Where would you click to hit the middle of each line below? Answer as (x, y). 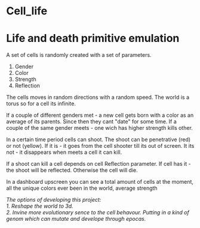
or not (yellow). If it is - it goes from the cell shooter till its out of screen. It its (100, 146)
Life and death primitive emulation (93, 39)
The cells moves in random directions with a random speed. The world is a (98, 98)
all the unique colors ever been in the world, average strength (82, 188)
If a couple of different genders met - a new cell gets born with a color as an (100, 115)
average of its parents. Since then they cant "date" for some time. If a (92, 121)
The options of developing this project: (54, 200)
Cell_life (27, 11)
